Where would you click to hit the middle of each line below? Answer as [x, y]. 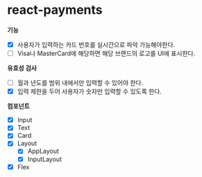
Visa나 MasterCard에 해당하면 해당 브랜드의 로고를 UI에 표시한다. [106, 53]
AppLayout [43, 151]
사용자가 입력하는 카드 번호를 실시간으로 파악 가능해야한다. [96, 44]
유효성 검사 [22, 68]
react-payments [55, 10]
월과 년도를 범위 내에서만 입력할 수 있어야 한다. [80, 83]
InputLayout [45, 159]
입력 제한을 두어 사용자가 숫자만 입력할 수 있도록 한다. [89, 91]
